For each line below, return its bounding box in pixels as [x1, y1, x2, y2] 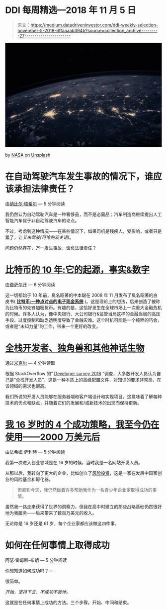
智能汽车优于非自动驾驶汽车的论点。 [5, 217, 80, 224]
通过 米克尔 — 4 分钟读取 [5, 360, 56, 366]
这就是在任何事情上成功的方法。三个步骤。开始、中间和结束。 [5, 599, 132, 605]
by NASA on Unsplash [5, 152, 51, 158]
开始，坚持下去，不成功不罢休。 [5, 589, 71, 595]
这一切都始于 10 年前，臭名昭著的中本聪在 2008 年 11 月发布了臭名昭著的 [5, 292, 154, 298]
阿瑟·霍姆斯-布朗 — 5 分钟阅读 [5, 557, 67, 563]
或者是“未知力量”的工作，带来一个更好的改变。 [5, 323, 101, 329]
